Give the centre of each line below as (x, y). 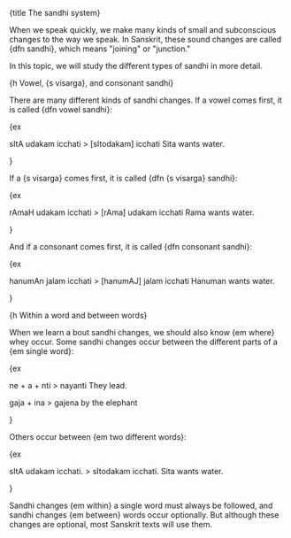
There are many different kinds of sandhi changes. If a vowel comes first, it (146, 100)
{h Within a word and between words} (78, 315)
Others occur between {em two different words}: (98, 437)
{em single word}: (42, 351)
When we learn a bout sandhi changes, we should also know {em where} (142, 332)
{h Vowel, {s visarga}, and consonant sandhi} (92, 83)
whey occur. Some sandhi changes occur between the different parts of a (144, 342)
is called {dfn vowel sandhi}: (61, 109)
